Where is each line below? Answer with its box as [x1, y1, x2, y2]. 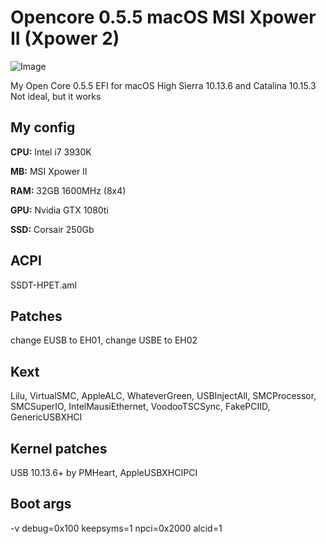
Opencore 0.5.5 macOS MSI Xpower [10, 6, 317, 29]
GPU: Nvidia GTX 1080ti [10, 204, 109, 216]
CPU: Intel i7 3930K [10, 146, 92, 158]
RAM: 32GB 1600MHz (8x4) [10, 184, 127, 196]
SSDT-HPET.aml [10, 279, 77, 291]
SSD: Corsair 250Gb [10, 223, 95, 235]
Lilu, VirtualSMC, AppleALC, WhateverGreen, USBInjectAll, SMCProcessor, [10, 390, 317, 402]
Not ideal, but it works [10, 90, 102, 102]
